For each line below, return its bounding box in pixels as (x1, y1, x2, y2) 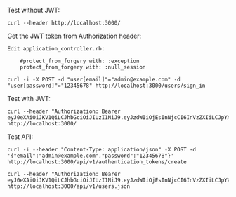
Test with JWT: (7, 95, 51, 102)
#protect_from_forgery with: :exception (20, 57, 140, 64)
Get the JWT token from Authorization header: (7, 32, 142, 40)
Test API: (7, 133, 34, 141)
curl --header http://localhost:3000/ (7, 20, 121, 27)
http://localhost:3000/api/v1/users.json (7, 183, 131, 190)
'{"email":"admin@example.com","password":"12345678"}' (7, 152, 174, 159)
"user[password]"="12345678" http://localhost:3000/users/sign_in (7, 82, 206, 89)
